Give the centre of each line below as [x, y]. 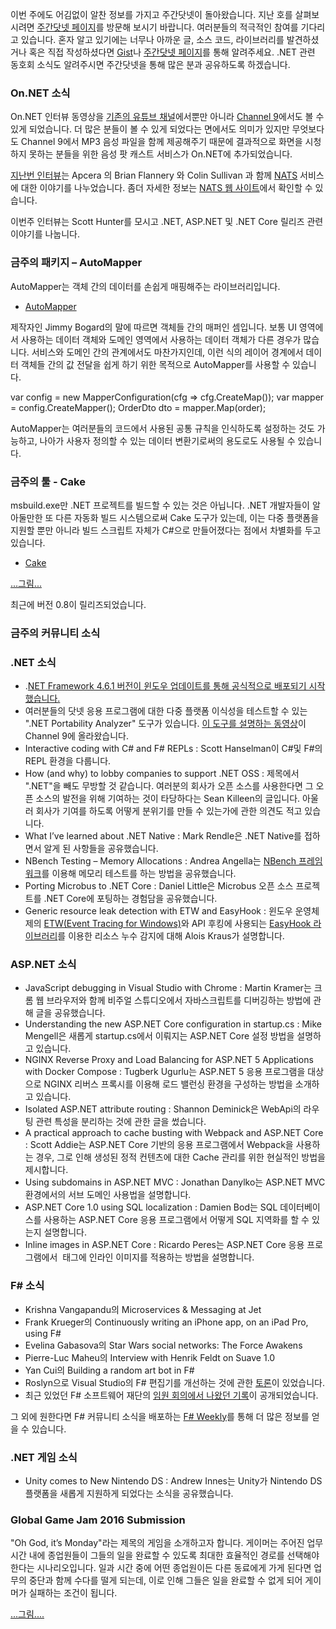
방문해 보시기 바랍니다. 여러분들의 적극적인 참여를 [202, 27]
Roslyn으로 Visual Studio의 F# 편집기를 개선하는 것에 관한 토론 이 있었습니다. [175, 1382]
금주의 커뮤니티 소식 [55, 633]
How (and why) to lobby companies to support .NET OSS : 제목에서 [162, 774]
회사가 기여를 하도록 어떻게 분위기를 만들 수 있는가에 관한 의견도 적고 [169, 811]
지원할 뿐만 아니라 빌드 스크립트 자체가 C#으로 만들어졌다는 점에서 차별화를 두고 [166, 530]
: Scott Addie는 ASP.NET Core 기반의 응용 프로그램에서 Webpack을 [159, 1145]
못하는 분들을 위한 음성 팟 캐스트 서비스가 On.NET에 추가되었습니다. [160, 154]
